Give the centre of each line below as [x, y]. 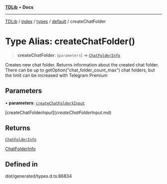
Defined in [22, 164]
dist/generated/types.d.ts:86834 [39, 176]
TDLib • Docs [19, 7]
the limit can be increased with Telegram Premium [56, 75]
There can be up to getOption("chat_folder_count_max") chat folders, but [80, 70]
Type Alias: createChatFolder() [70, 41]
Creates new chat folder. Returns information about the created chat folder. [82, 64]
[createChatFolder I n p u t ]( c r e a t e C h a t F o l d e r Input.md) [58, 112]
